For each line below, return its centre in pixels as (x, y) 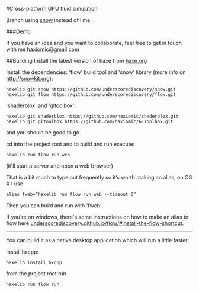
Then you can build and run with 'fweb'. (54, 206)
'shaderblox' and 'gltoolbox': (41, 105)
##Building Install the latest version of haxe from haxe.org (77, 61)
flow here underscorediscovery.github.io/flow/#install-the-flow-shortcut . (95, 223)
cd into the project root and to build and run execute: (70, 144)
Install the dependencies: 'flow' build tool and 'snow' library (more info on (96, 72)
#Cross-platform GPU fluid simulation (52, 9)
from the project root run (36, 274)
